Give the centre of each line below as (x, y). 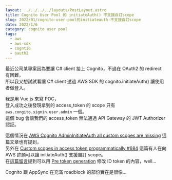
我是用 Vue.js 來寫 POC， (32, 99)
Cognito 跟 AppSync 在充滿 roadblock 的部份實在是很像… (66, 172)
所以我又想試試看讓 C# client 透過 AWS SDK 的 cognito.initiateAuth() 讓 (80, 81)
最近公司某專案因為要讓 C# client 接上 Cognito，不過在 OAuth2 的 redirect (83, 68)
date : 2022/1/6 (22, 24)
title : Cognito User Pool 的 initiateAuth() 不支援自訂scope (70, 15)
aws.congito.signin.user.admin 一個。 (46, 112)
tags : (11, 34)
